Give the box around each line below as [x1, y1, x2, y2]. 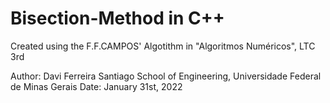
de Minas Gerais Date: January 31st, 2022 [10, 80, 183, 92]
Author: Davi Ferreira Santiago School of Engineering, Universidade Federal [10, 70, 322, 82]
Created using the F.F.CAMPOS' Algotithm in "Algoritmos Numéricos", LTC [10, 40, 316, 52]
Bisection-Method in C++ [10, 7, 225, 30]
